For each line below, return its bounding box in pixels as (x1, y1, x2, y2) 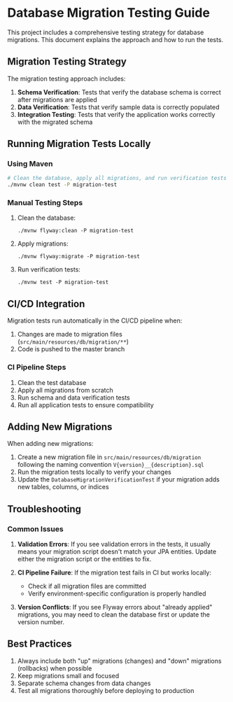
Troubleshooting (7, 503, 82, 515)
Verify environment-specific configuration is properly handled (27, 589, 206, 598)
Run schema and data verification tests (17, 393, 131, 402)
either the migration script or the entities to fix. (17, 555, 152, 563)
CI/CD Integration (7, 297, 85, 309)
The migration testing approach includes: (7, 74, 126, 83)
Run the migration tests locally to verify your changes (17, 468, 171, 477)
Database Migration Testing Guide (7, 5, 210, 21)
